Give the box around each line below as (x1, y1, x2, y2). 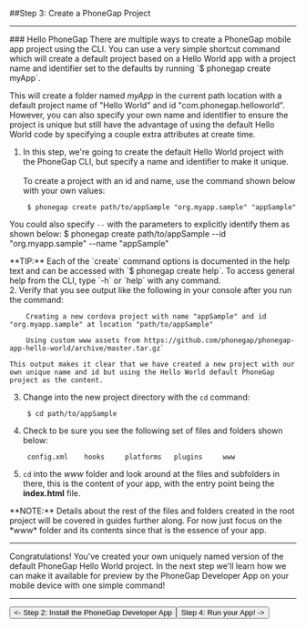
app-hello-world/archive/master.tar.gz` (9, 344, 166, 353)
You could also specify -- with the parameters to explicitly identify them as (9, 218, 290, 229)
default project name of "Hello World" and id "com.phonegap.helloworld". (9, 100, 285, 110)
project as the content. (9, 376, 104, 385)
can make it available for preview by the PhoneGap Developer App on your (9, 571, 290, 581)
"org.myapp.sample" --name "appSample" (9, 238, 169, 248)
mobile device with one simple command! (9, 580, 166, 591)
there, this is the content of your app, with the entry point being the (22, 478, 275, 489)
